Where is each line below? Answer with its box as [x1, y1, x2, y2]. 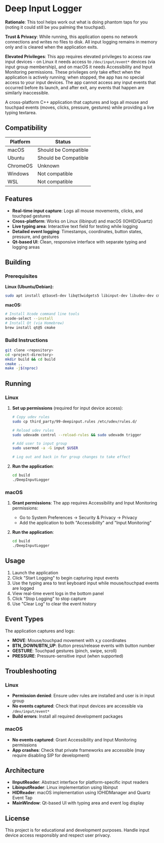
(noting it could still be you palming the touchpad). [5, 24, 106, 30]
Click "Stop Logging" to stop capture [12, 596, 86, 602]
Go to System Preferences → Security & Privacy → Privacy [19, 515, 138, 521]
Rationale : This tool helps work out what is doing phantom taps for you [5, 19, 148, 25]
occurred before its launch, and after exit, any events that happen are [5, 84, 144, 90]
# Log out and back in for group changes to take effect [12, 455, 131, 460]
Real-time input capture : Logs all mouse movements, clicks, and [12, 208, 143, 214]
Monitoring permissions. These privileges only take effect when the [5, 69, 141, 75]
